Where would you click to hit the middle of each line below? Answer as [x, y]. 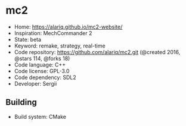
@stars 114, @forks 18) [42, 58]
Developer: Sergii [35, 83]
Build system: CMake [40, 116]
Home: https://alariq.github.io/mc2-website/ [68, 27]
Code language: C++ [40, 64]
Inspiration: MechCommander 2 [53, 33]
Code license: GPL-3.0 [42, 71]
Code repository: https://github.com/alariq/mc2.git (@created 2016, [97, 52]
